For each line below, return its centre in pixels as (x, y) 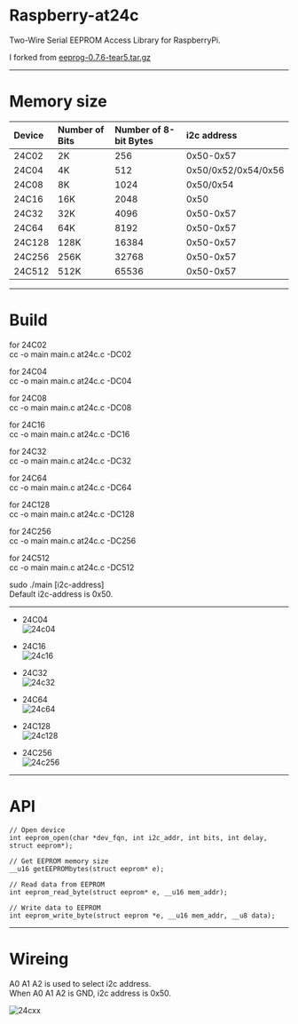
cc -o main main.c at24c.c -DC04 (71, 381)
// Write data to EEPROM (55, 908)
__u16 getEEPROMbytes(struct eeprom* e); (87, 869)
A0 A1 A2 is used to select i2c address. (80, 983)
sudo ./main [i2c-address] (57, 584)
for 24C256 (30, 531)
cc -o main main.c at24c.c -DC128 (72, 514)
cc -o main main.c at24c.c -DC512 (72, 567)
